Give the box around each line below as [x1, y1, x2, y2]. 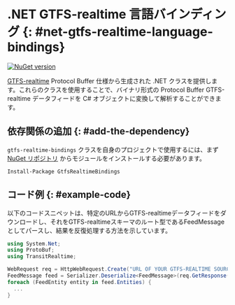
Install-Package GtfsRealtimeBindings [7, 168, 120, 175]
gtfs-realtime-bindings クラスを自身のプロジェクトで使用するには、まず [7, 145, 219, 154]
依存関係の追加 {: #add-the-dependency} [7, 125, 190, 137]
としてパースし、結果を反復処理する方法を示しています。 [7, 226, 172, 234]
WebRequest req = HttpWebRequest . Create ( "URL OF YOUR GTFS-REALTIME [7, 266, 211, 273]
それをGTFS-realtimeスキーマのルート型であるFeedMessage [50, 218, 225, 226]
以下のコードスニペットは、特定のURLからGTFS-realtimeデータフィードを [7, 208, 221, 217]
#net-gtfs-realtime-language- [34, 24, 213, 40]
